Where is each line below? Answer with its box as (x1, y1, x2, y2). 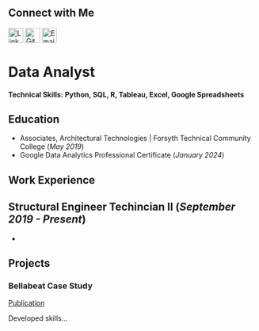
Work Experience (8, 173, 96, 187)
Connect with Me (8, 6, 95, 20)
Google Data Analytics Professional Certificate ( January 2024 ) (19, 150, 225, 160)
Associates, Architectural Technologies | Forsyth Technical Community (19, 134, 251, 143)
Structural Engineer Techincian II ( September (8, 200, 236, 214)
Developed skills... (8, 314, 68, 323)
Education (8, 112, 60, 126)
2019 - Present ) (8, 213, 86, 226)
